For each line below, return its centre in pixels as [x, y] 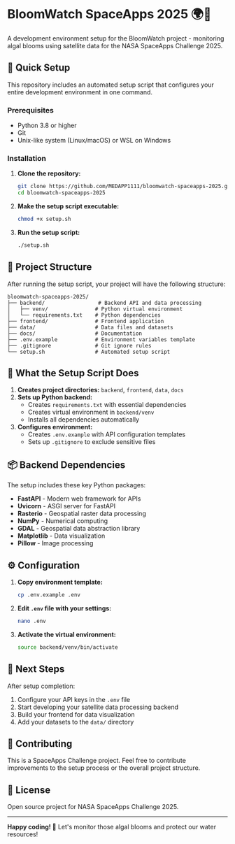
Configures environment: [55, 427]
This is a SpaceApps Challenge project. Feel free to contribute [97, 761]
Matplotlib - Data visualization [61, 536]
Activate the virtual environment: [67, 634]
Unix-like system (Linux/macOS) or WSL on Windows [94, 141]
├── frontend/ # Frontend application [86, 321]
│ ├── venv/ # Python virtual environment [95, 309]
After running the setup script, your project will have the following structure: [116, 284]
